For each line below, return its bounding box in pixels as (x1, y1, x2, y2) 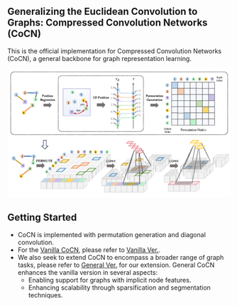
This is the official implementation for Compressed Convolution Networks (7, 46, 222, 55)
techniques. (28, 290, 63, 299)
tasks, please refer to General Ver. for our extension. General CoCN (17, 261, 215, 269)
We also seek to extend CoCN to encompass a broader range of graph (17, 253, 224, 261)
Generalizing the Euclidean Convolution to (7, 6, 198, 18)
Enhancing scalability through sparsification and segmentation (28, 283, 211, 292)
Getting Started (7, 212, 77, 224)
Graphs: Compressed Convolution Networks (7, 17, 208, 29)
